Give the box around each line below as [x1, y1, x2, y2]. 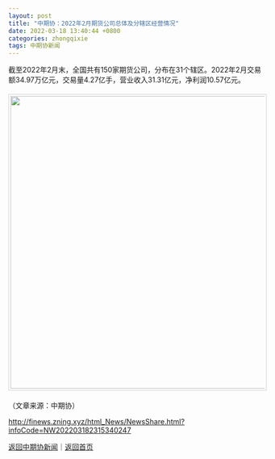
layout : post [8, 11, 52, 20]
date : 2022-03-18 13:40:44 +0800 [8, 27, 121, 35]
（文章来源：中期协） [8, 401, 79, 411]
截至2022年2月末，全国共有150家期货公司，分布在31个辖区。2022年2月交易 [8, 65, 262, 75]
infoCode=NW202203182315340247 [8, 425, 131, 436]
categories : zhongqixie [8, 34, 89, 43]
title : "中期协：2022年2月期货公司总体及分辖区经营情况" [8, 19, 180, 27]
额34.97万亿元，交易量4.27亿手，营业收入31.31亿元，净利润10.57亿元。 [8, 75, 246, 85]
